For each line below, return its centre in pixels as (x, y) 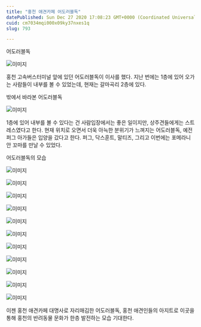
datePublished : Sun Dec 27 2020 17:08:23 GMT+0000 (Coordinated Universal (101, 17)
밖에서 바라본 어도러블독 (34, 97)
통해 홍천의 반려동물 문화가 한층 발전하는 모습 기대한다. (70, 318)
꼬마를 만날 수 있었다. (37, 145)
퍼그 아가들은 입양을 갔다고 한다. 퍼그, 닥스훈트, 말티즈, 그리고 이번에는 (88, 138)
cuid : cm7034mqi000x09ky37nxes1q (48, 23)
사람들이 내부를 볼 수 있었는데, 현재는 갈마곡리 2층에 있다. (79, 84)
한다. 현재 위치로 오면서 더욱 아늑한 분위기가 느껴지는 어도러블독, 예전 (112, 130)
